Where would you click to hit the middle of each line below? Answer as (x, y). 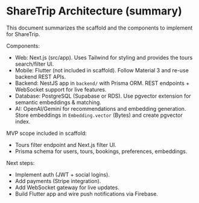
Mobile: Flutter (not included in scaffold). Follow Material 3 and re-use (102, 70)
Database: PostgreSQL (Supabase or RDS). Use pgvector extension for (103, 96)
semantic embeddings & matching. (58, 102)
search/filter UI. (34, 64)
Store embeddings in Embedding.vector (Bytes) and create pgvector (99, 115)
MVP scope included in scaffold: (46, 133)
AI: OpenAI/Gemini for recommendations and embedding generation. (100, 108)
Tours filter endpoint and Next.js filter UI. (65, 145)
